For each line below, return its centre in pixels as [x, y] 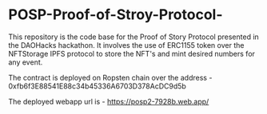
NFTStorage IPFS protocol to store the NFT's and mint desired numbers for [132, 53]
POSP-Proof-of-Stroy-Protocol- [116, 15]
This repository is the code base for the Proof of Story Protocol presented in [134, 37]
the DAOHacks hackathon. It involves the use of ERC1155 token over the [126, 45]
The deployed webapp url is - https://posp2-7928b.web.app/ [109, 101]
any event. [26, 62]
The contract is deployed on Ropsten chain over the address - [110, 77]
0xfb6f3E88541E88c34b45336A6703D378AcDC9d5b [97, 86]
